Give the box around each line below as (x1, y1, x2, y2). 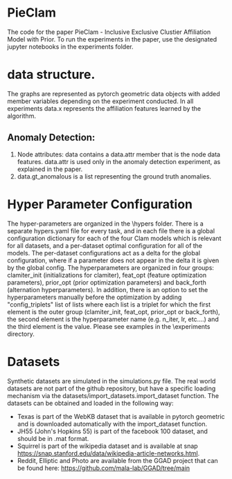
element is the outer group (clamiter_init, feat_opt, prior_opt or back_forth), (7, 307, 220, 316)
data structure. (7, 67, 96, 82)
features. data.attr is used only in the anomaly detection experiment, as (17, 157, 221, 165)
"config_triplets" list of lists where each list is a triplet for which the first (7, 300, 211, 309)
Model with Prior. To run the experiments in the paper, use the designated (7, 35, 217, 43)
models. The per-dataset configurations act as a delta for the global (7, 248, 201, 257)
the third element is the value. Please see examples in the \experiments (7, 322, 211, 330)
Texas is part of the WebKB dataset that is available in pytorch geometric (17, 412, 225, 420)
